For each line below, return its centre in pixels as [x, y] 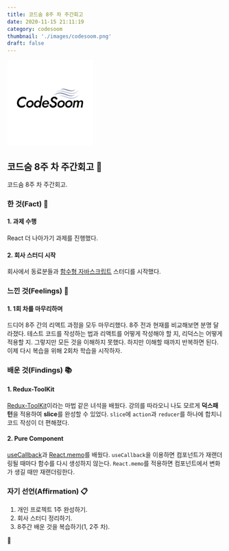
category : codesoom [35, 29]
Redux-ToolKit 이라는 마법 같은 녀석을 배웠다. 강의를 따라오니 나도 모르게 [104, 405]
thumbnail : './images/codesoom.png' [59, 36]
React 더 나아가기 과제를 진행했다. [52, 238]
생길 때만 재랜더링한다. [45, 472]
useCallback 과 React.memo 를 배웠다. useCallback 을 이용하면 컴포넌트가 [106, 454]
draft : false [26, 44]
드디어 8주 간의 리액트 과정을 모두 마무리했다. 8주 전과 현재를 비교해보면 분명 [109, 325]
